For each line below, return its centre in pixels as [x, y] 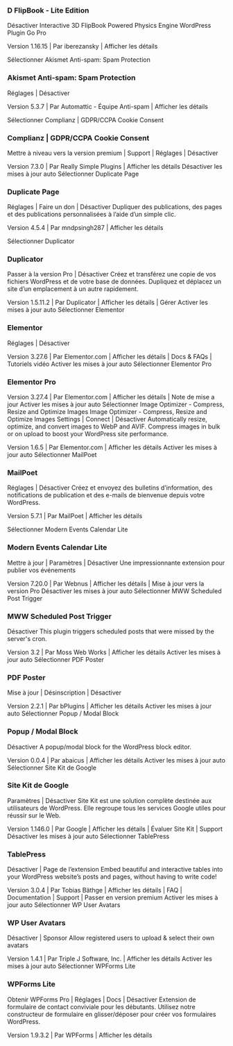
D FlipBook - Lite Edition [48, 10]
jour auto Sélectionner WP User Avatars [64, 905]
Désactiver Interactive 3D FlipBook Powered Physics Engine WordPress [109, 26]
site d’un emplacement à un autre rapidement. [73, 289]
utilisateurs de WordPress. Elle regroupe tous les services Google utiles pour [116, 808]
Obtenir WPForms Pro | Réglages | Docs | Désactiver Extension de [102, 999]
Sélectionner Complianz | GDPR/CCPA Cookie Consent [86, 119]
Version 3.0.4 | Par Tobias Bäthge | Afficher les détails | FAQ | [95, 890]
